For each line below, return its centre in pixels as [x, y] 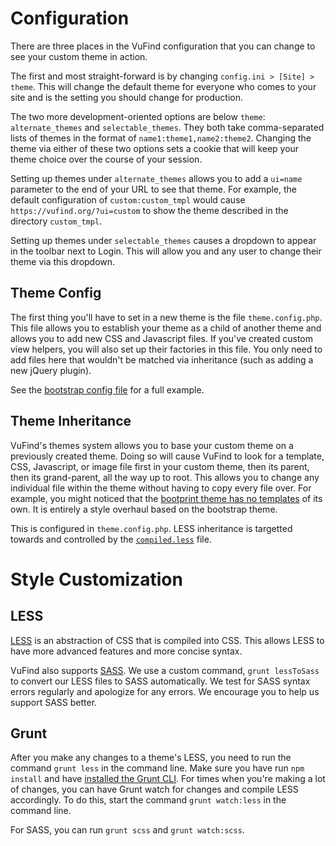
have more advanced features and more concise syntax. [126, 651]
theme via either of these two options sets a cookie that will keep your [155, 148]
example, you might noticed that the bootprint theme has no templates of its [166, 498]
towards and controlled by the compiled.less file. [111, 539]
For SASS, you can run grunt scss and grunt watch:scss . [127, 830]
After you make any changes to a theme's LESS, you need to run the [151, 758]
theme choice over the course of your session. [106, 159]
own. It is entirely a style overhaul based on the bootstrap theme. [144, 509]
